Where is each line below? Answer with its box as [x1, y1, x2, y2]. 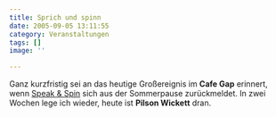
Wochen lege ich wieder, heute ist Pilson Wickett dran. [9, 97, 212, 108]
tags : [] [9, 38, 42, 47]
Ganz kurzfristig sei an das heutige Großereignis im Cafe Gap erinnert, [9, 79, 269, 89]
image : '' [9, 46, 46, 55]
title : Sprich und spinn [9, 13, 101, 22]
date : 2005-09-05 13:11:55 [9, 21, 110, 30]
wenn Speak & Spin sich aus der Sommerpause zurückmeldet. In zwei [9, 88, 266, 99]
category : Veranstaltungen [9, 29, 110, 38]
